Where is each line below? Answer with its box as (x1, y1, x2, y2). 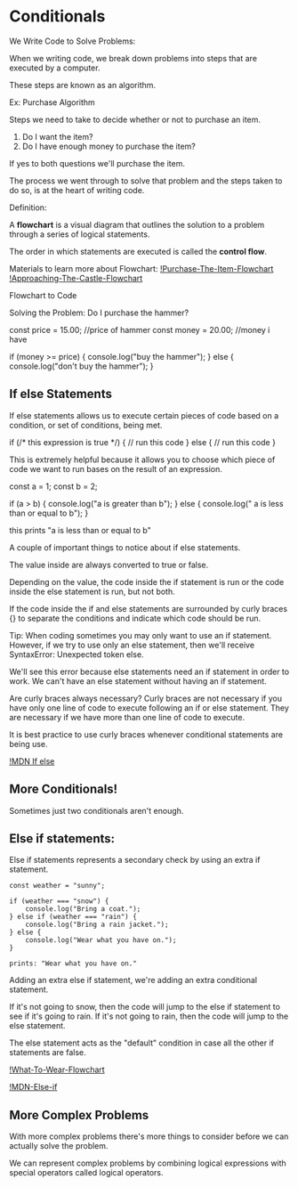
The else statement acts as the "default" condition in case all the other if (9, 1037, 274, 1048)
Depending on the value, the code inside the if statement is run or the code (9, 576, 285, 587)
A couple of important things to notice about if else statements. (9, 541, 241, 553)
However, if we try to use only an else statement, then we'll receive (9, 639, 255, 650)
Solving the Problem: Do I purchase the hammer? (9, 307, 189, 318)
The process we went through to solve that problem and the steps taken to (9, 175, 283, 186)
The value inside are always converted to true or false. (9, 559, 209, 570)
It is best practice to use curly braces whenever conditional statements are (9, 728, 283, 740)
